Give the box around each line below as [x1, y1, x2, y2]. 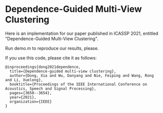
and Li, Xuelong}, [5, 77, 43, 82]
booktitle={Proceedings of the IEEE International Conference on [9, 82, 148, 87]
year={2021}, [9, 95, 37, 100]
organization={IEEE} [9, 99, 52, 104]
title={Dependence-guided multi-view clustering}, [9, 68, 116, 74]
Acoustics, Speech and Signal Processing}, [5, 86, 97, 91]
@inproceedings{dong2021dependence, [5, 64, 81, 69]
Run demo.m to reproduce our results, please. [5, 45, 99, 51]
